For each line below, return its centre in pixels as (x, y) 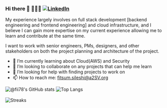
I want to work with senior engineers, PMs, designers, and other (72, 46)
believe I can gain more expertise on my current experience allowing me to (83, 31)
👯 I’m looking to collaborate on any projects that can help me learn (82, 67)
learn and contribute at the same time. (45, 36)
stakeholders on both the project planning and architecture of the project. (82, 51)
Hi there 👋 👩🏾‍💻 (23, 9)
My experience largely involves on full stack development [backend (76, 20)
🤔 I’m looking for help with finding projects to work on (69, 72)
